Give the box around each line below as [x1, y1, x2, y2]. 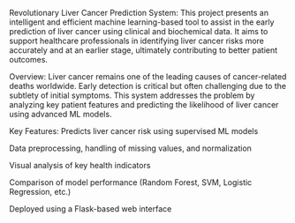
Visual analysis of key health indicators [9, 160, 151, 170]
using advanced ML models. [9, 109, 112, 119]
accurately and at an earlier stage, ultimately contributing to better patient [9, 45, 278, 56]
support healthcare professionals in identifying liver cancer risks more [9, 35, 265, 46]
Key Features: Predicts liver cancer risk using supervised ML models [9, 126, 259, 136]
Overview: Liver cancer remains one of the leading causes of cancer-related [9, 71, 287, 82]
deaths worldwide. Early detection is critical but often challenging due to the [9, 81, 287, 91]
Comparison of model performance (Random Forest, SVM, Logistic [9, 177, 253, 188]
